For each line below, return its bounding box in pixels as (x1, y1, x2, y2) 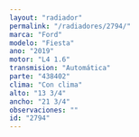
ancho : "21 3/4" (9, 96, 70, 106)
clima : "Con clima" (9, 80, 83, 89)
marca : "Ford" (9, 30, 63, 39)
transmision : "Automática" (9, 64, 111, 73)
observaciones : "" (9, 105, 79, 114)
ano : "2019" (9, 47, 54, 56)
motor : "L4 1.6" (9, 55, 70, 64)
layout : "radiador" (9, 13, 83, 23)
